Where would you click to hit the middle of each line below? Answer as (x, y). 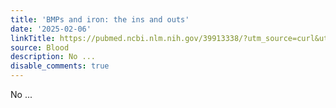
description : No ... (53, 57)
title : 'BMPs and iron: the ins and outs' (100, 19)
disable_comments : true (60, 66)
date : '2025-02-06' (51, 29)
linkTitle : (33, 38)
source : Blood (40, 47)
